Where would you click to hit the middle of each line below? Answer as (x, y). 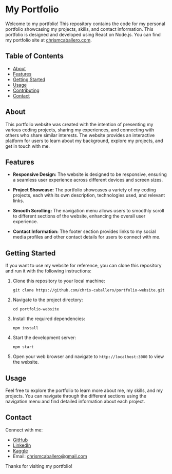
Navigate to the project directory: (48, 300)
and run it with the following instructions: (48, 271)
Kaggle (20, 450)
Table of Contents (35, 56)
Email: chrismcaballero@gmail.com (50, 456)
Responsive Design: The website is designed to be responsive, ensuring (90, 174)
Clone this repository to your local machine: (59, 281)
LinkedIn (22, 445)
